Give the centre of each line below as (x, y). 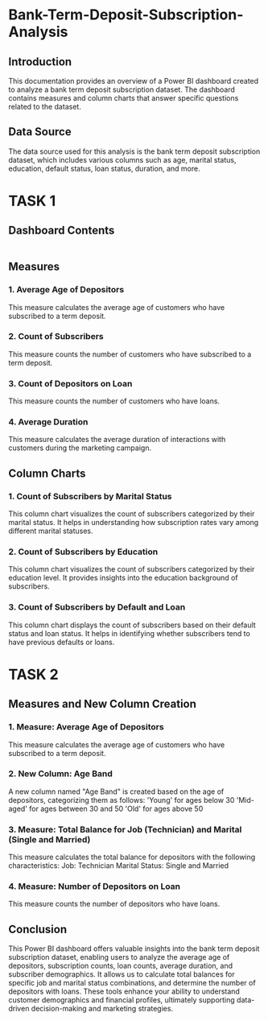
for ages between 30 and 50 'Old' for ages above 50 (116, 808)
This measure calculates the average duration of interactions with (117, 440)
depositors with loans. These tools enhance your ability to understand (124, 991)
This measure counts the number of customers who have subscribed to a (130, 354)
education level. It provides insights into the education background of (124, 578)
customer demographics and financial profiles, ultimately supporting (122, 1000)
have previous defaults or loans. (62, 642)
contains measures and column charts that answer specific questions (124, 98)
